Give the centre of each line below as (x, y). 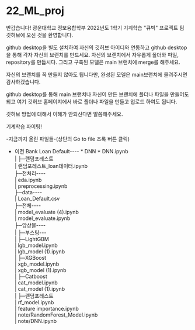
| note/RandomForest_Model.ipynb (56, 315)
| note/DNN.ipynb (36, 321)
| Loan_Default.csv (37, 198)
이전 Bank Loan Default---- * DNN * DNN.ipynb (71, 151)
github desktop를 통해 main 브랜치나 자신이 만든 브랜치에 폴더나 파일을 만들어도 (97, 94)
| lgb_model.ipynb (36, 245)
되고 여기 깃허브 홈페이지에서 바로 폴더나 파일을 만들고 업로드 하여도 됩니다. (92, 101)
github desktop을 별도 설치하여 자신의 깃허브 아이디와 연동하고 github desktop (97, 47)
